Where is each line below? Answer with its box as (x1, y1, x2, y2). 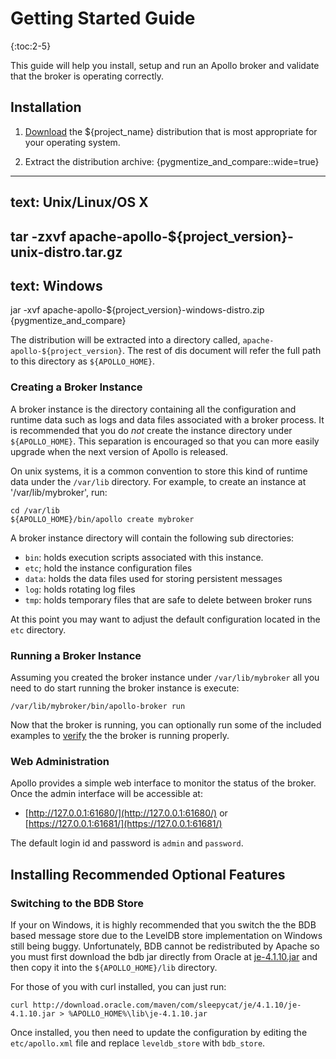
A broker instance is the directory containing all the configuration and (10, 403, 297, 415)
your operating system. (24, 136, 121, 148)
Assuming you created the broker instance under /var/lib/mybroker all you (10, 671, 320, 683)
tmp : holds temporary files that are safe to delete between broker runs (24, 593, 313, 606)
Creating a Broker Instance (10, 380, 143, 394)
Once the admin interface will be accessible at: (10, 788, 203, 800)
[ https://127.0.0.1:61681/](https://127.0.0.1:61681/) (24, 818, 223, 830)
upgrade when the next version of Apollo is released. (10, 445, 229, 457)
